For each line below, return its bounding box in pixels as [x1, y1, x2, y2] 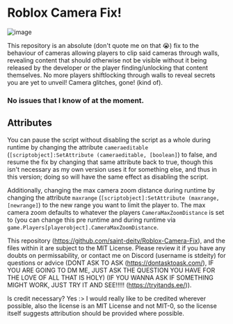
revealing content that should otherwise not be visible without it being [7, 56, 207, 64]
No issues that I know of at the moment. [7, 95, 145, 105]
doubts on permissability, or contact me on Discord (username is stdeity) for [7, 251, 226, 259]
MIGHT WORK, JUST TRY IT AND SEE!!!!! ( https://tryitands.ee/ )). [7, 280, 192, 289]
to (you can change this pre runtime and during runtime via [7, 216, 176, 224]
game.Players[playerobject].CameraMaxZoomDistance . [7, 222, 159, 231]
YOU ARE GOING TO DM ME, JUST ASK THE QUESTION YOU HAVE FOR [7, 266, 216, 274]
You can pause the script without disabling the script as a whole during [7, 136, 211, 144]
